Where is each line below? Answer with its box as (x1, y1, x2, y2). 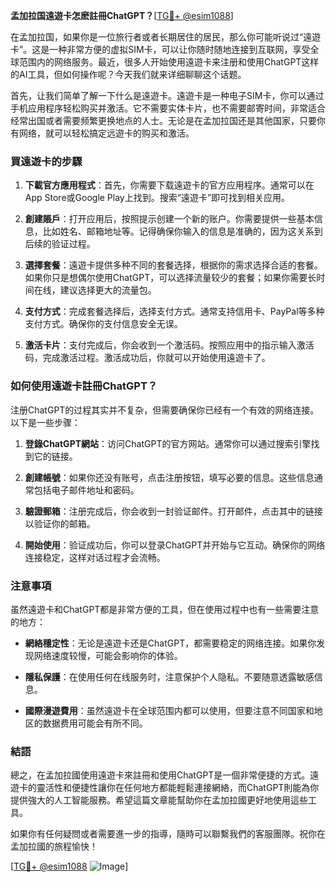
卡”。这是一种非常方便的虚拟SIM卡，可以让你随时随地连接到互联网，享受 (10, 44, 311, 55)
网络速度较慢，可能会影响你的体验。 (33, 649, 183, 661)
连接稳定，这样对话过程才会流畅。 (24, 551, 166, 563)
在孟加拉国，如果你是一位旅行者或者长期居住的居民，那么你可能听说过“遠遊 (10, 31, 322, 43)
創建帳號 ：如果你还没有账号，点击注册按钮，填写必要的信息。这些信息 (24, 471, 315, 483)
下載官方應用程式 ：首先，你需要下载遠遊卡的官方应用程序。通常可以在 (24, 179, 315, 191)
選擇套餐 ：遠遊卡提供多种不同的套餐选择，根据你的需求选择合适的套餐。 (24, 259, 323, 271)
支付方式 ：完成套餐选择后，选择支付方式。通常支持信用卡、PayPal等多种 (24, 305, 325, 318)
